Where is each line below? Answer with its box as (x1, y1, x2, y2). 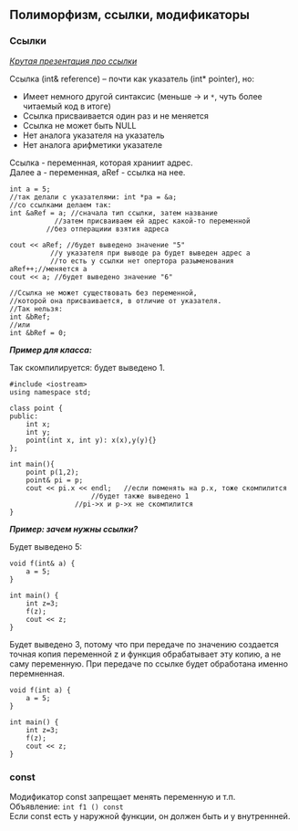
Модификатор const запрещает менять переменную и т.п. (9, 791, 236, 802)
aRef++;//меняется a (9, 264, 88, 273)
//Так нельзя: (9, 304, 64, 313)
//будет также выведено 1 (90, 491, 190, 500)
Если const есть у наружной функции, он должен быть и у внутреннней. (9, 810, 291, 821)
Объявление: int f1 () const (9, 801, 124, 812)
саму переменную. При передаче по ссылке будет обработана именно (9, 657, 289, 669)
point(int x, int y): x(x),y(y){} (26, 436, 157, 445)
